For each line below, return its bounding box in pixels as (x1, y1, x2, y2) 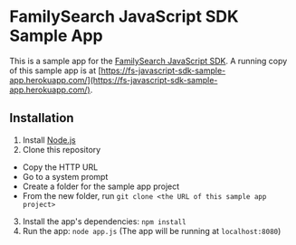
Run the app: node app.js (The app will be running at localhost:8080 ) (22, 225, 282, 236)
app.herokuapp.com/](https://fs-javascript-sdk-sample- (9, 74, 218, 85)
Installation (9, 110, 74, 126)
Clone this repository (22, 144, 101, 155)
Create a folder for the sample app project (22, 181, 180, 192)
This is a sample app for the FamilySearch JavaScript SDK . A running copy (9, 55, 288, 66)
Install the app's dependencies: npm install (22, 215, 187, 227)
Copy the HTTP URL (22, 161, 99, 173)
